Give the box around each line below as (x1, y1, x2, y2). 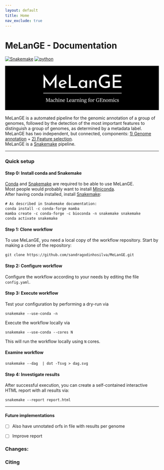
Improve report (12, 433, 42, 439)
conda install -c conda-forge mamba (5, 206, 80, 211)
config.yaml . (5, 279, 31, 285)
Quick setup (5, 158, 35, 164)
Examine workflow (5, 350, 44, 355)
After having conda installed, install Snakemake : (5, 191, 102, 197)
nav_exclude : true (5, 18, 42, 23)
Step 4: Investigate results (5, 371, 60, 377)
